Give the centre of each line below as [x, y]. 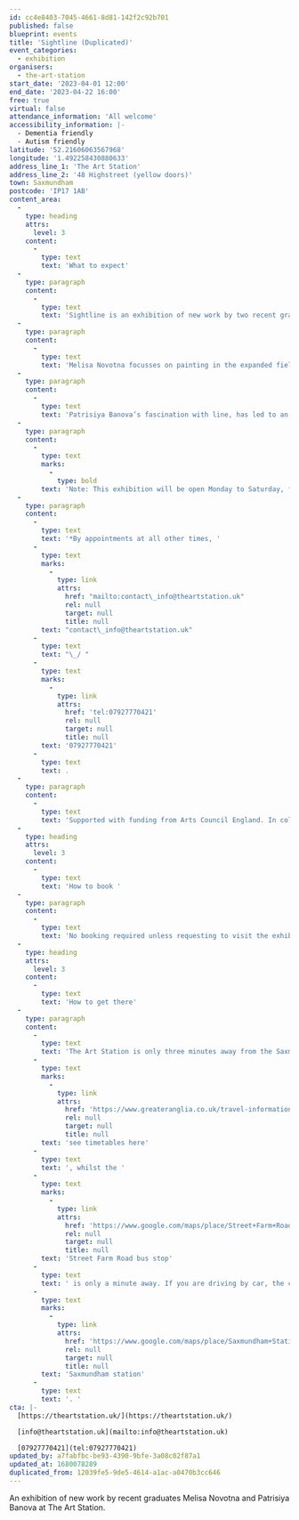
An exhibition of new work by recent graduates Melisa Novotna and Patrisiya [149, 1498]
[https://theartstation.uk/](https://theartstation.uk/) [125, 1416]
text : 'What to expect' [85, 266]
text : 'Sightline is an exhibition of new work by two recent [159, 315]
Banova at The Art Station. [57, 1507]
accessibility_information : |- [67, 125]
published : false [41, 26]
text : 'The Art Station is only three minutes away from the [157, 1052]
